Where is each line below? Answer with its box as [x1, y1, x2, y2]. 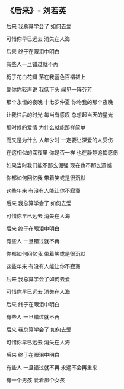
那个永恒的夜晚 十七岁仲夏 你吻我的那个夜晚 [6, 98, 113, 105]
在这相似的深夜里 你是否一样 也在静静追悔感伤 [6, 149, 119, 156]
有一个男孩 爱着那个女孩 [6, 377, 65, 384]
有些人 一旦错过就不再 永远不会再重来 [6, 363, 98, 371]
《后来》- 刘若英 [6, 5, 66, 16]
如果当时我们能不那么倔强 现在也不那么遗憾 [6, 161, 112, 168]
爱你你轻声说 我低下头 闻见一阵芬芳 [6, 86, 93, 93]
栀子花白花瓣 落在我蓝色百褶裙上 [6, 73, 86, 80]
